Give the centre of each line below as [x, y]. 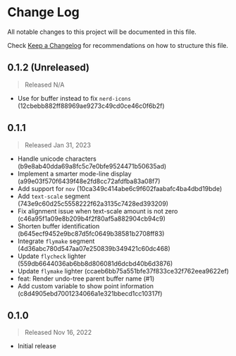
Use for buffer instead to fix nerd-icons [74, 98]
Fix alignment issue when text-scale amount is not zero [98, 211]
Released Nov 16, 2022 [58, 333]
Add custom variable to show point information [85, 286]
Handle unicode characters [57, 159]
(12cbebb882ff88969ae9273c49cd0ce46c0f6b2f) [91, 106]
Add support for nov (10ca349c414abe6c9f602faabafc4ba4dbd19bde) [120, 188]
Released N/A [44, 85]
